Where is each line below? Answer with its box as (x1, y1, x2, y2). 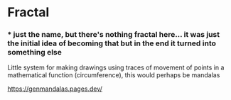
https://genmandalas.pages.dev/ (7, 84, 103, 93)
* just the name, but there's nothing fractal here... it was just (7, 30, 220, 40)
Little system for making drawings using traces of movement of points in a (7, 63, 225, 72)
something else (7, 48, 63, 57)
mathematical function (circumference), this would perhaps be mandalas (7, 71, 220, 79)
